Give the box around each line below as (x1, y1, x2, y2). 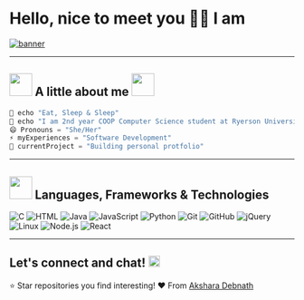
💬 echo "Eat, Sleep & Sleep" (9, 108, 119, 117)
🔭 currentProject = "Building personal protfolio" (9, 142, 204, 151)
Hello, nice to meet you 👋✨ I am (9, 8, 246, 29)
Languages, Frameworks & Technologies (34, 187, 270, 202)
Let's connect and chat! (9, 256, 147, 271)
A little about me (34, 84, 129, 100)
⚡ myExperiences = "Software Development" (9, 133, 172, 143)
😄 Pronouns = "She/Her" (9, 125, 102, 134)
